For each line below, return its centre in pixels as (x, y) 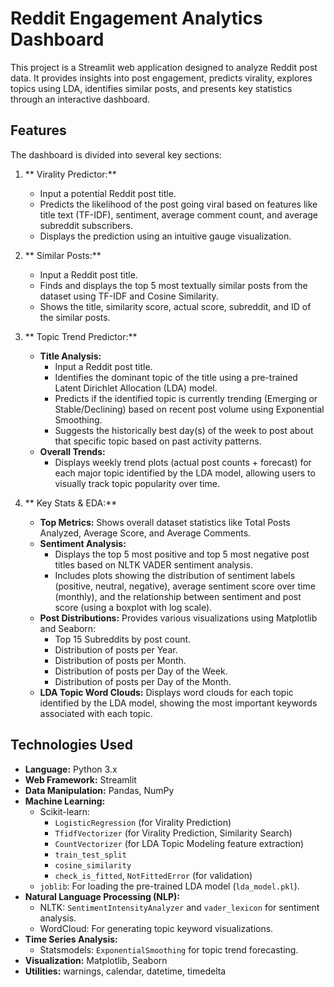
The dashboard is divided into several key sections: (116, 154)
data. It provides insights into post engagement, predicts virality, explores (161, 78)
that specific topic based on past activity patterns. (158, 441)
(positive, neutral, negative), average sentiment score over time (185, 586)
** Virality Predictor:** (70, 174)
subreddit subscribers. (86, 225)
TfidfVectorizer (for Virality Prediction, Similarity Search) (173, 833)
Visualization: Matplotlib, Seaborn (96, 960)
